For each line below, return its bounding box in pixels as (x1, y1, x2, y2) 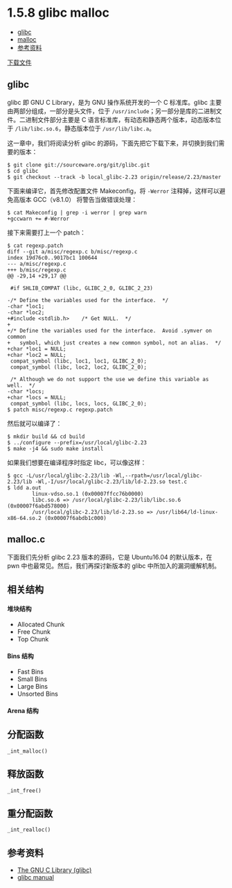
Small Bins (17, 675, 47, 683)
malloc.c (7, 533, 46, 546)
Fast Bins (17, 668, 44, 676)
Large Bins (17, 682, 48, 691)
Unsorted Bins (17, 689, 59, 698)
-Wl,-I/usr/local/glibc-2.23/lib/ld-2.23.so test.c (35, 478, 188, 485)
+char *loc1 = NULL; (7, 345, 67, 352)
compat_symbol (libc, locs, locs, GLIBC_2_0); (10, 400, 148, 407)
